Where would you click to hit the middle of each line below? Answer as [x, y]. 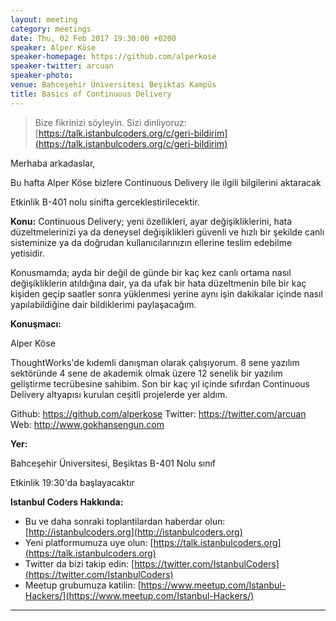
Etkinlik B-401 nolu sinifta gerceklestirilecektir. [105, 202]
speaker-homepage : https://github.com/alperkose [113, 57]
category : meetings [51, 29]
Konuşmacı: [36, 323]
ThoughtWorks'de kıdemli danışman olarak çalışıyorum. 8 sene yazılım [155, 362]
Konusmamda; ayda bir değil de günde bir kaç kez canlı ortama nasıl [151, 272]
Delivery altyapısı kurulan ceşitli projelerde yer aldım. [119, 394]
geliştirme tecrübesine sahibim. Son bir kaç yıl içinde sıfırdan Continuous [160, 383]
